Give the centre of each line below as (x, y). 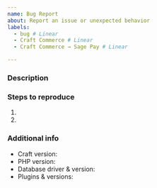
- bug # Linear (36, 34)
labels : (19, 27)
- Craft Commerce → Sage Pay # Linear (71, 47)
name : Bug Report (33, 14)
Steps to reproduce (41, 96)
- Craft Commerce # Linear (53, 40)
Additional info (33, 138)
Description (28, 77)
